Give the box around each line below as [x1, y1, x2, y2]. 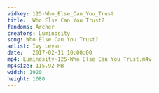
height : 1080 [7, 75, 46, 83]
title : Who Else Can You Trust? [7, 17, 105, 24]
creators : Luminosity [7, 29, 71, 37]
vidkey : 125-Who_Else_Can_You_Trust [7, 10, 114, 17]
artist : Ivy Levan [7, 43, 61, 50]
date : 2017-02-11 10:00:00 [7, 50, 92, 57]
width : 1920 [7, 69, 42, 76]
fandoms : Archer [7, 23, 55, 30]
